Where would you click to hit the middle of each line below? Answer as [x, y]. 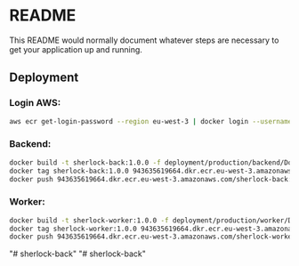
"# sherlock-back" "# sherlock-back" [78, 254]
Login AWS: [35, 103]
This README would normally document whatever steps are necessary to [144, 40]
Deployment [44, 78]
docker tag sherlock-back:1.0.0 [69, 171]
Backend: [30, 144]
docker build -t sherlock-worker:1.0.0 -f [89, 220]
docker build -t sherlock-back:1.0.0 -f [85, 162]
